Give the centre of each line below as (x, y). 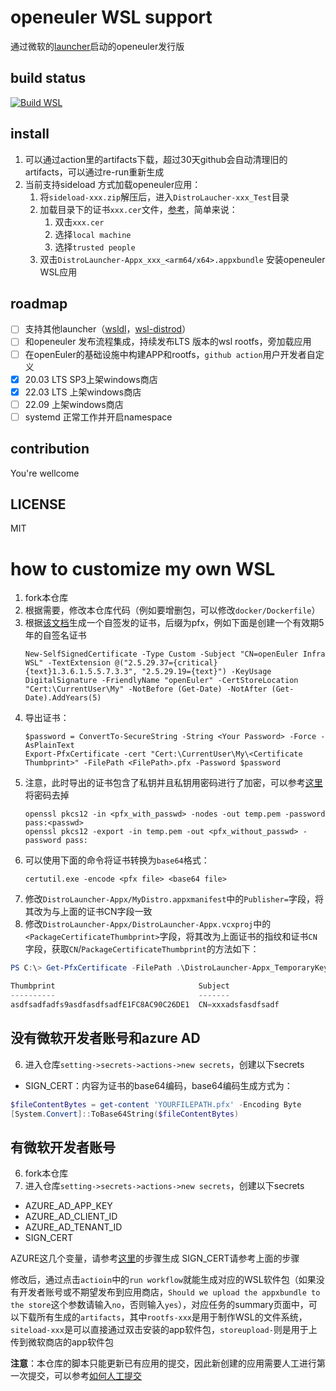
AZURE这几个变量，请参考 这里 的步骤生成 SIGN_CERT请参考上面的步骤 (155, 1258)
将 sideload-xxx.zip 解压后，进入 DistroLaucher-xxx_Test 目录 (164, 197)
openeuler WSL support (111, 17)
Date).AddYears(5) (63, 698)
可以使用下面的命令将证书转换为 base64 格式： (117, 860)
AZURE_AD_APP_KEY (68, 1206)
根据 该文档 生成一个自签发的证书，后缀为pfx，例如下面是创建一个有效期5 (174, 623)
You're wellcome (45, 473)
